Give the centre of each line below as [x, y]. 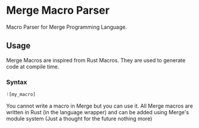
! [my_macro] [21, 95]
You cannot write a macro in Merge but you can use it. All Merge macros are [100, 106]
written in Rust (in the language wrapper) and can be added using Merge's [98, 112]
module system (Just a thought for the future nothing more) [79, 118]
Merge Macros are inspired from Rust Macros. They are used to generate [96, 60]
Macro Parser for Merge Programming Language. [66, 27]
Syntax [17, 82]
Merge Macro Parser [58, 10]
